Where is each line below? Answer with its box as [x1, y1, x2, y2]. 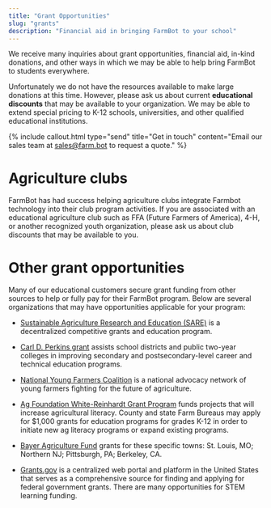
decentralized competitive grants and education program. [19, 327, 213, 337]
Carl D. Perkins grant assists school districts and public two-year [19, 342, 236, 352]
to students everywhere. [8, 66, 90, 76]
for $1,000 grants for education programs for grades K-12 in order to [19, 417, 248, 426]
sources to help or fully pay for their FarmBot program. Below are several [8, 294, 252, 303]
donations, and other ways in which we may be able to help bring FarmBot [8, 57, 256, 67]
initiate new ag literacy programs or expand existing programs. [19, 425, 229, 435]
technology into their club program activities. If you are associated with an [8, 204, 256, 214]
